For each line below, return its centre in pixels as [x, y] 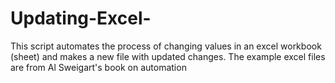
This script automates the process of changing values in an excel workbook [166, 46]
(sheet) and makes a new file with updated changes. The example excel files [168, 56]
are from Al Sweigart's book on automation [98, 67]
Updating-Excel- [81, 18]
